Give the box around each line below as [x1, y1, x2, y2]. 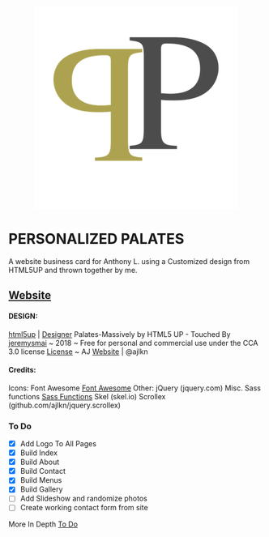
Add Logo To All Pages [19, 439, 97, 449]
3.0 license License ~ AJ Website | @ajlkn [8, 347, 148, 356]
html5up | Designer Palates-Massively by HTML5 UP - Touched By [8, 329, 231, 339]
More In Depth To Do [8, 519, 79, 529]
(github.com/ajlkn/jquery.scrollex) [8, 400, 122, 410]
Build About [19, 457, 59, 467]
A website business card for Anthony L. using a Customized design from [8, 256, 250, 266]
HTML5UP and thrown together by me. [8, 265, 138, 275]
